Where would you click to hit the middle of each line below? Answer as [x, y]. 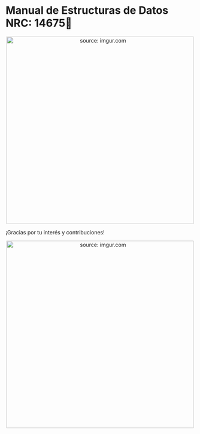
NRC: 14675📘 [39, 23]
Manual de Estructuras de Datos [87, 10]
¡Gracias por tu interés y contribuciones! [55, 232]
